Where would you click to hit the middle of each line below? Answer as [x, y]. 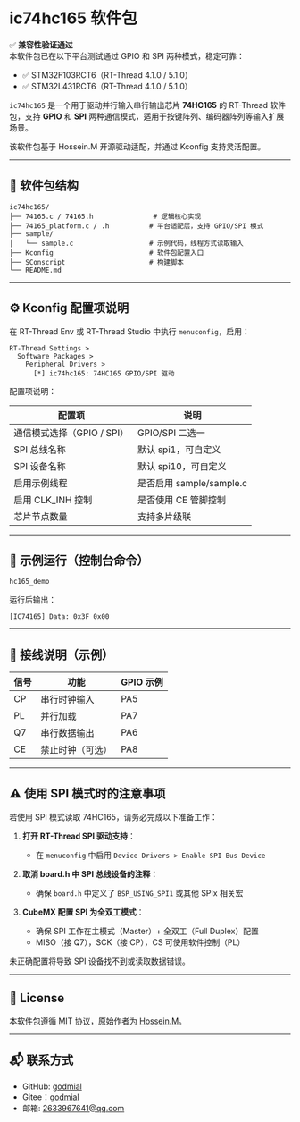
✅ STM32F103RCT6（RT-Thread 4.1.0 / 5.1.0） [108, 75]
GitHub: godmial [52, 1086]
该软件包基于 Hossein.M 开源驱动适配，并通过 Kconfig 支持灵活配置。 [137, 146]
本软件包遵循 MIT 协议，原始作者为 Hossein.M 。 [98, 1021]
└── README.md [36, 270]
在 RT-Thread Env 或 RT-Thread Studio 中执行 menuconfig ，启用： [129, 331]
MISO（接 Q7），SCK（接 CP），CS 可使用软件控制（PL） [140, 942]
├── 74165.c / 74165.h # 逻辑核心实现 [105, 216]
